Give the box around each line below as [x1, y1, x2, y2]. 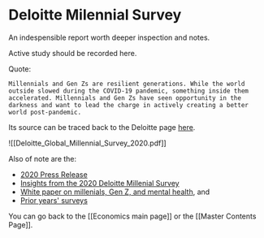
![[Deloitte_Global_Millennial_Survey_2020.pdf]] [8, 138, 167, 148]
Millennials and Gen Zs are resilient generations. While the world [8, 80, 245, 88]
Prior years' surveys [19, 195, 88, 205]
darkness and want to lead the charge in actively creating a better [8, 101, 249, 109]
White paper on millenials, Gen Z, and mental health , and [19, 187, 210, 197]
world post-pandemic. [8, 108, 82, 116]
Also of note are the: [8, 154, 77, 163]
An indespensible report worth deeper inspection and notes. [8, 32, 210, 42]
